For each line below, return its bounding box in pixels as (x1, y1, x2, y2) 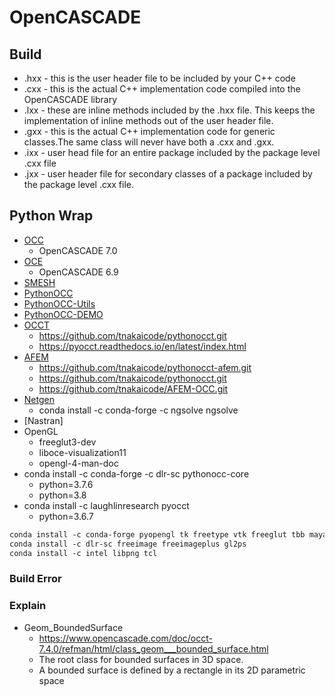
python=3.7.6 (38, 478, 94, 490)
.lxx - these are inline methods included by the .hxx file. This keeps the (23, 104, 316, 116)
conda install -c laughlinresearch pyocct (23, 499, 190, 511)
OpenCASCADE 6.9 (38, 266, 119, 278)
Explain (9, 599, 47, 613)
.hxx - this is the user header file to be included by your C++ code (23, 72, 296, 84)
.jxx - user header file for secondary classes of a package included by (23, 168, 313, 180)
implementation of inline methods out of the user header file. (23, 115, 274, 126)
